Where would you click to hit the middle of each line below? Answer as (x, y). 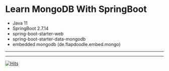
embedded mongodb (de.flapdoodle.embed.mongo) (66, 44)
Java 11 (20, 23)
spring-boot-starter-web (38, 33)
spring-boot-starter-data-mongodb (49, 39)
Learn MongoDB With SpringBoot (76, 9)
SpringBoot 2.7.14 (30, 28)
